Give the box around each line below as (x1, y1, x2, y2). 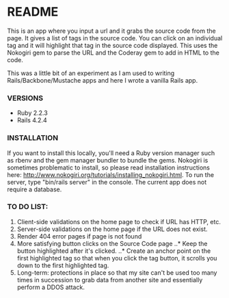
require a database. (7, 185, 62, 193)
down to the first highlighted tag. (16, 261, 109, 269)
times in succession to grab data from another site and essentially (16, 275, 203, 284)
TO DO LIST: (7, 202, 49, 212)
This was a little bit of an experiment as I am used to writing (7, 69, 175, 77)
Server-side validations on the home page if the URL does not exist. (16, 225, 208, 233)
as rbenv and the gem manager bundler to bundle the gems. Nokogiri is (7, 156, 208, 164)
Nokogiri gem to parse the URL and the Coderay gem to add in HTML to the (7, 49, 220, 57)
